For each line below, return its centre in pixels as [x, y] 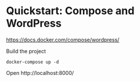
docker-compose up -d [33, 62]
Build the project [26, 51]
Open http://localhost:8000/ [40, 73]
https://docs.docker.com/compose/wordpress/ [63, 40]
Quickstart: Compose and [70, 11]
